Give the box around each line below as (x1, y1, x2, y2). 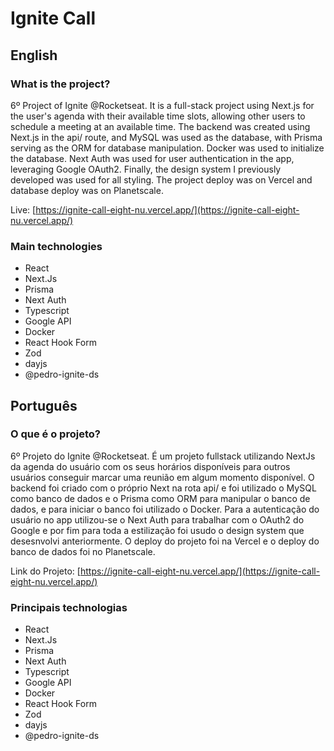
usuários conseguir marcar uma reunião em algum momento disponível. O (10, 471, 315, 483)
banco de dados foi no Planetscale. (10, 545, 156, 557)
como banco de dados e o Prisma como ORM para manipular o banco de (10, 492, 311, 504)
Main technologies (10, 239, 103, 253)
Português (10, 397, 78, 414)
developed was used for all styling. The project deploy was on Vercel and (10, 173, 313, 186)
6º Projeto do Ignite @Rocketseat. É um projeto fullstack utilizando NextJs (10, 450, 316, 462)
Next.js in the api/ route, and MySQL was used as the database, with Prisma (10, 131, 323, 143)
